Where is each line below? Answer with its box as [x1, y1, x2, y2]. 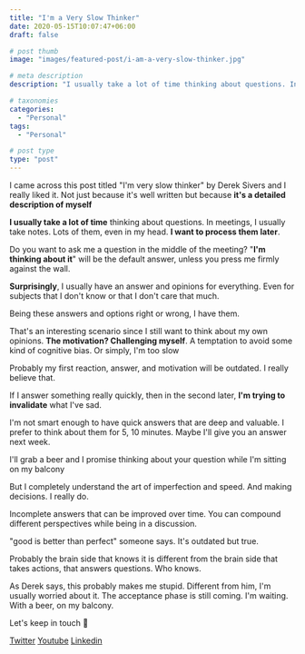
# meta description [9, 72, 84, 81]
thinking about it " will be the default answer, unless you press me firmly [9, 253, 280, 264]
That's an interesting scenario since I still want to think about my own [9, 326, 269, 336]
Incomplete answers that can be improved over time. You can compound [9, 509, 281, 519]
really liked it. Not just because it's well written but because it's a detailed [9, 190, 286, 200]
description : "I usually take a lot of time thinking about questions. [9, 80, 286, 89]
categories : [9, 104, 54, 114]
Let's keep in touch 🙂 [9, 618, 89, 628]
